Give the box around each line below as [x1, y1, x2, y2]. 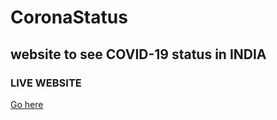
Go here [10, 98, 44, 110]
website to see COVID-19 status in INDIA [10, 46, 267, 63]
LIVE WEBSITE [10, 76, 82, 90]
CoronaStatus [10, 6, 128, 29]
